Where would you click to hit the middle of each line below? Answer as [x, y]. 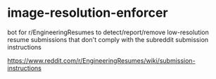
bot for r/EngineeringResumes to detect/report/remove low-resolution [108, 32]
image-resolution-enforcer [88, 13]
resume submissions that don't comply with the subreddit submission [108, 39]
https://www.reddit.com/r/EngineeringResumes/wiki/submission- [101, 60]
